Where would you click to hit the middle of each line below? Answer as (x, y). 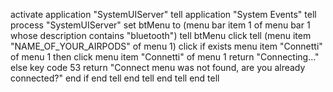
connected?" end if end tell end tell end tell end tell (115, 78)
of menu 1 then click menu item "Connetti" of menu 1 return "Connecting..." (165, 57)
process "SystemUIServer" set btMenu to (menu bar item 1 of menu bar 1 (160, 25)
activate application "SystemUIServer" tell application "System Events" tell (163, 14)
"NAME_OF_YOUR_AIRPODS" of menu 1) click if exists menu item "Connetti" (166, 46)
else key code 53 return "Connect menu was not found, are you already (158, 67)
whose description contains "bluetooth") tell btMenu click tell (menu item (161, 35)
